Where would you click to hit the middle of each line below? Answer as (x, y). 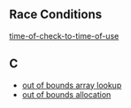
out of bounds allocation (66, 94)
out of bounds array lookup (72, 85)
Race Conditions (56, 15)
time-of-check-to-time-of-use (64, 35)
